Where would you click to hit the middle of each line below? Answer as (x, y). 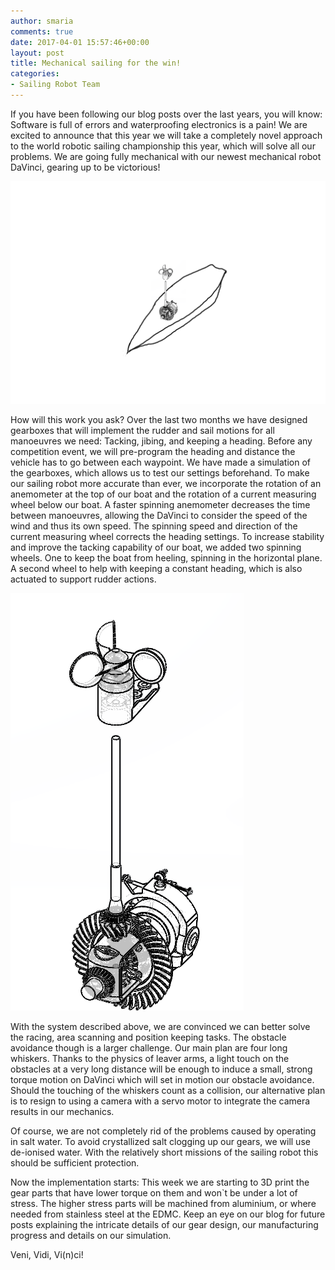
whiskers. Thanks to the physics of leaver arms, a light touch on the (150, 1058)
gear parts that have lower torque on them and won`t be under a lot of (154, 1192)
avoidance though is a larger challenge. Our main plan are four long (149, 1047)
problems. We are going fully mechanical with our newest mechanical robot (166, 156)
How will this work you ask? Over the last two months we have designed (159, 419)
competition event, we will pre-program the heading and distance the (153, 451)
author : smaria (42, 21)
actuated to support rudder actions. (83, 579)
